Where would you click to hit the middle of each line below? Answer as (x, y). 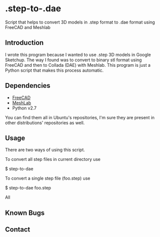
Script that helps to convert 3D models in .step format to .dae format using (80, 22)
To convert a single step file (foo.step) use (48, 178)
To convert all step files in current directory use (53, 159)
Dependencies (28, 86)
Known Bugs (25, 213)
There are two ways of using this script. (45, 150)
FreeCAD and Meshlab (28, 27)
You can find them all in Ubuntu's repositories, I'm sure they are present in (80, 117)
